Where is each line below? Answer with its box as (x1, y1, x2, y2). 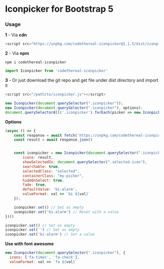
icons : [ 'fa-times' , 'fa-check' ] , (9, 255, 80, 260)
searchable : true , (22, 164, 60, 169)
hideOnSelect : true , (22, 178, 64, 183)
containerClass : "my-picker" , (22, 173, 84, 178)
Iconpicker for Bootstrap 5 (5, 3, 114, 15)
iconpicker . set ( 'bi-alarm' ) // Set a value (5, 232, 95, 237)
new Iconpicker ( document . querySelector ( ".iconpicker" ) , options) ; (5, 105, 143, 110)
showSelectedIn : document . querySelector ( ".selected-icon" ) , (22, 160, 147, 165)
